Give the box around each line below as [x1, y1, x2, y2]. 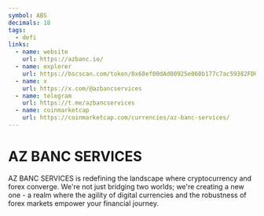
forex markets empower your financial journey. [8, 198, 159, 208]
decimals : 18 [8, 19, 51, 27]
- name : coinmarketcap [15, 107, 90, 115]
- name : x [15, 77, 47, 85]
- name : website [15, 48, 68, 56]
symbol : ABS [8, 11, 47, 20]
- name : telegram [15, 92, 72, 100]
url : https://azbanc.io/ [22, 56, 104, 64]
